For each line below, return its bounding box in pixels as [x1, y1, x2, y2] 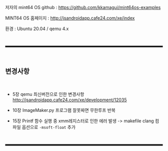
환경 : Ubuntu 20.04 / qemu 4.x [5, 26, 69, 32]
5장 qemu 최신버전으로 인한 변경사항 [12, 91, 84, 97]
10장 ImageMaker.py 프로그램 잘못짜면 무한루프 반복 [12, 107, 116, 113]
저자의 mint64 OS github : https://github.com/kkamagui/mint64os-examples [5, 5, 161, 10]
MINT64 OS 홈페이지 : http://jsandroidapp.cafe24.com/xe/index [5, 15, 135, 21]
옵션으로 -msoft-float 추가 [21, 124, 76, 130]
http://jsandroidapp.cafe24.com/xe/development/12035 [12, 97, 127, 103]
